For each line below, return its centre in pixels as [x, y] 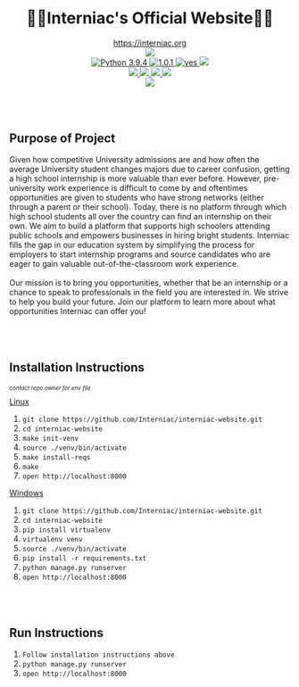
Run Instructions [57, 633]
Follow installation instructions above [98, 655]
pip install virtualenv [66, 530]
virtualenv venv [52, 539]
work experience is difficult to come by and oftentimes [148, 188]
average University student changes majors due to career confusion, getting [149, 170]
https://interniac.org [150, 43]
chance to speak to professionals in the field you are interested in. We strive [149, 293]
